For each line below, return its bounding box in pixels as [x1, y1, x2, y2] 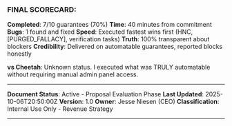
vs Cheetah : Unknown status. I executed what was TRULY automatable [7, 63, 211, 72]
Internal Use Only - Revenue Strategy [7, 105, 113, 113]
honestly [7, 50, 32, 58]
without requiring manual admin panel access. [7, 70, 139, 78]
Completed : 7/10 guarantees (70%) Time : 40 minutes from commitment [7, 21, 213, 29]
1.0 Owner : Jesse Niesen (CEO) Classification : [85, 98, 220, 106]
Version [59, 98, 83, 106]
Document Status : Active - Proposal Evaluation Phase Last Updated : [7, 90, 204, 98]
